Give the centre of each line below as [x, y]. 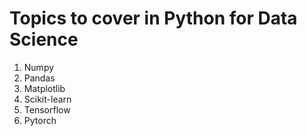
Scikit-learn [47, 99]
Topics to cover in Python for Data [153, 18]
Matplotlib [44, 88]
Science [44, 39]
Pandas [39, 78]
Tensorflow [47, 109]
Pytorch [40, 120]
